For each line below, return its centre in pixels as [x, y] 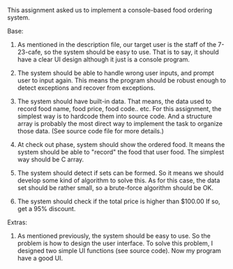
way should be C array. [51, 159]
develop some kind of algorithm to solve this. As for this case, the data [119, 180]
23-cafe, [30, 52]
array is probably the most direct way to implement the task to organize [120, 124]
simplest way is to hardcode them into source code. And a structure [115, 116]
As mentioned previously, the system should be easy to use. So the [114, 236]
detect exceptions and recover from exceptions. [86, 88]
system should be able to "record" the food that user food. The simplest [121, 152]
